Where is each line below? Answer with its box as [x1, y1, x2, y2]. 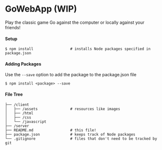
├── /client [5, 102, 29, 107]
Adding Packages [5, 61, 41, 67]
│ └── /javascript [5, 119, 47, 124]
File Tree [5, 91, 23, 97]
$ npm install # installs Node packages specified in [5, 47, 151, 51]
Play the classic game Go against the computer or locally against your [5, 19, 145, 25]
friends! [5, 24, 21, 30]
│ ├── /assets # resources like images [5, 106, 120, 111]
